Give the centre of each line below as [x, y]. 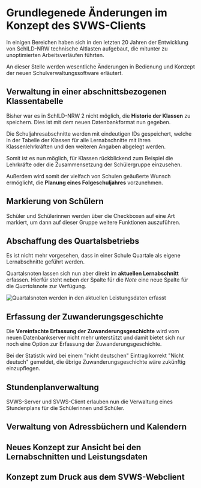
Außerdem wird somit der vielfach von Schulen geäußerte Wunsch [88, 176]
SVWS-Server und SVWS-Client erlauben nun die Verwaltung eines [89, 402]
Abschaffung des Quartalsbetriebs [73, 241]
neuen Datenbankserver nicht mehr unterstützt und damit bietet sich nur [96, 338]
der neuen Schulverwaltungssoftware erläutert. [64, 73]
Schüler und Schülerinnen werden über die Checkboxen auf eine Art [91, 215]
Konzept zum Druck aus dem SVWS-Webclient [95, 477]
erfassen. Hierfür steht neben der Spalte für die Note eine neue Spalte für [97, 280]
